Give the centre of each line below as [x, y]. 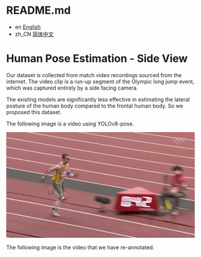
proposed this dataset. [34, 112]
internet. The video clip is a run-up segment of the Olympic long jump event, [100, 81]
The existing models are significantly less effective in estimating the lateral [98, 99]
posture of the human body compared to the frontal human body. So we [95, 106]
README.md [39, 10]
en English [28, 27]
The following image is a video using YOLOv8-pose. [70, 124]
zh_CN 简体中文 [34, 34]
